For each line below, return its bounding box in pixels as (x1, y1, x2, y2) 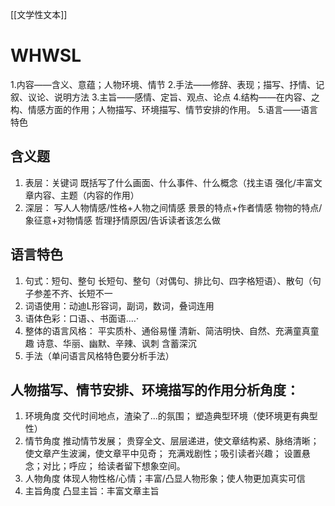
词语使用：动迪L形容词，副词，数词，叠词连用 (24, 299, 215, 312)
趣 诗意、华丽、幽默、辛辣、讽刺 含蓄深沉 (24, 337, 197, 349)
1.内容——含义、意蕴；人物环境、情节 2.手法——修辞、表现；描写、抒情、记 (10, 78, 325, 90)
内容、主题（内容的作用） (33, 189, 140, 201)
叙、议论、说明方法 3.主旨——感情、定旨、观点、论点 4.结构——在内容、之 (10, 91, 320, 103)
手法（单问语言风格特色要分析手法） (24, 349, 175, 362)
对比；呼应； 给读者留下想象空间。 (42, 460, 186, 472)
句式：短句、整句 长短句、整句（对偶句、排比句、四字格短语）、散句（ (24, 274, 313, 287)
